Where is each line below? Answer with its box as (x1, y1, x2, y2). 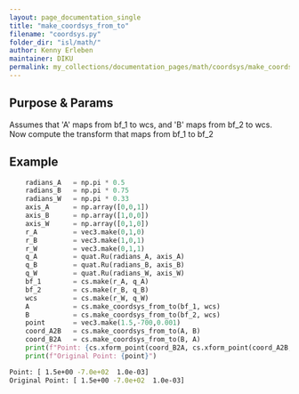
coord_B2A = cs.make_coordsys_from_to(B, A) (25, 335, 201, 344)
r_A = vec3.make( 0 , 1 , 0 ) (25, 228, 145, 237)
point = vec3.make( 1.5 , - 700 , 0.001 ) (25, 318, 181, 327)
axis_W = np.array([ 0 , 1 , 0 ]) (25, 219, 149, 228)
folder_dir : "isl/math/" (9, 37, 101, 47)
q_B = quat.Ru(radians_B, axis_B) (25, 261, 185, 269)
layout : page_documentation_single (9, 12, 141, 22)
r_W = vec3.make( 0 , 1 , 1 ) (25, 244, 145, 253)
